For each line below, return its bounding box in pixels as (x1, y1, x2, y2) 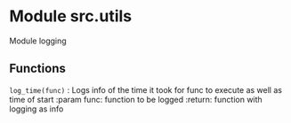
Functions (9, 61, 67, 76)
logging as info (9, 104, 64, 114)
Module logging (9, 35, 67, 46)
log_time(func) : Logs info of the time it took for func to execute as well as (9, 84, 283, 95)
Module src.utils (9, 6, 133, 27)
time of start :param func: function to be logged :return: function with (9, 94, 263, 104)
